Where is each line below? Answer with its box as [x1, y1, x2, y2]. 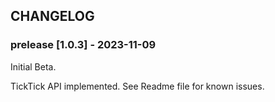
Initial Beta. [10, 60, 57, 73]
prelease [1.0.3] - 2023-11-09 [10, 38, 157, 52]
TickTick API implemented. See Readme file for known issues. [10, 80, 265, 92]
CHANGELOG [10, 8, 95, 25]
